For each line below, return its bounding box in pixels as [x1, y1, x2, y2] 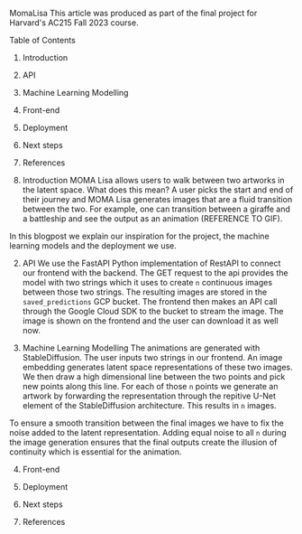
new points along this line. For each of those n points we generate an [22, 381, 279, 391]
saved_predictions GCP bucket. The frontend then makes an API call [22, 296, 278, 306]
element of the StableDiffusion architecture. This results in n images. [22, 400, 277, 410]
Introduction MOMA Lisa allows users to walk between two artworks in [22, 175, 285, 185]
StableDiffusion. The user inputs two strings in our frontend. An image [22, 352, 283, 362]
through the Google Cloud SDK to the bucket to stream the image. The [22, 306, 284, 316]
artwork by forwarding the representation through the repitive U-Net [22, 390, 277, 401]
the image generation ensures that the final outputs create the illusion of [9, 437, 278, 447]
